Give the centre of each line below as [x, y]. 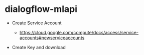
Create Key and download [39, 47]
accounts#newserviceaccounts [52, 38]
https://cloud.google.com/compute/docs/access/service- [79, 32]
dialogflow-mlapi [41, 9]
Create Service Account [37, 23]
